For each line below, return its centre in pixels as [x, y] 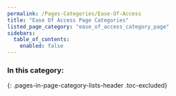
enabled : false [42, 46]
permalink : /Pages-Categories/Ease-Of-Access [74, 14]
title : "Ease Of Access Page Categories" [68, 20]
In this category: [35, 70]
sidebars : [22, 33]
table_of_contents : [42, 40]
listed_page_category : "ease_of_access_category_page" [88, 26]
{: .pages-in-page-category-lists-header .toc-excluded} [88, 86]
